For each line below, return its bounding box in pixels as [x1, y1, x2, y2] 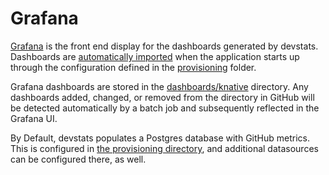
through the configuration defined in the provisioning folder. [10, 61, 257, 73]
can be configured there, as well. [10, 153, 147, 165]
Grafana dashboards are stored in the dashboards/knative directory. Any [10, 80, 309, 92]
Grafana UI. [10, 112, 58, 124]
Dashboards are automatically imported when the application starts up [10, 50, 300, 62]
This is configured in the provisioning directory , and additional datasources [10, 142, 319, 154]
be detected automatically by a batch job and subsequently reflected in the [10, 102, 320, 114]
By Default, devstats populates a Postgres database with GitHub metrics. [10, 132, 310, 144]
